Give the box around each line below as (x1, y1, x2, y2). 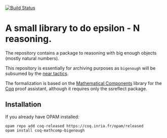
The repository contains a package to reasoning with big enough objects (5, 50, 157, 56)
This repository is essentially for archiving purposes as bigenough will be (5, 65, 156, 71)
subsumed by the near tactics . (5, 70, 69, 76)
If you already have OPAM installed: (5, 114, 79, 120)
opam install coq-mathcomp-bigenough (5, 128, 85, 133)
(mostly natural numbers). (5, 55, 59, 61)
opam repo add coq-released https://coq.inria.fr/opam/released (5, 123, 144, 128)
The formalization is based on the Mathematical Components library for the (5, 80, 162, 86)
